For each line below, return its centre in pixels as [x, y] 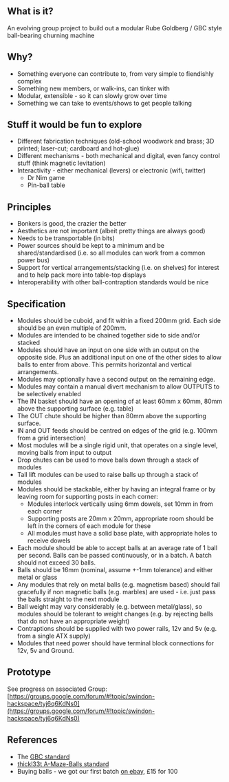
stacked [28, 343]
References [32, 740]
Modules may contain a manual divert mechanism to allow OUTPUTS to [118, 387]
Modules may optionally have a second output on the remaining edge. [116, 380]
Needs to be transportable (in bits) [66, 238]
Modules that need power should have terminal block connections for [116, 643]
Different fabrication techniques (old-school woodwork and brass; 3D [116, 141]
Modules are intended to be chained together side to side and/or [109, 335]
